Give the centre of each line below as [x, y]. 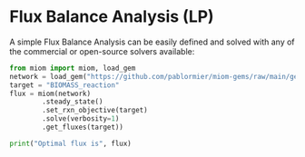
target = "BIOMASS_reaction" [64, 85]
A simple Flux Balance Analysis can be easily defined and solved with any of [152, 42]
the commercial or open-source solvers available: [102, 51]
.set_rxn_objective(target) [95, 111]
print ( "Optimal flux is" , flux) [70, 143]
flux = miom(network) [50, 93]
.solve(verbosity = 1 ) [81, 119]
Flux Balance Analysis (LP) [112, 17]
